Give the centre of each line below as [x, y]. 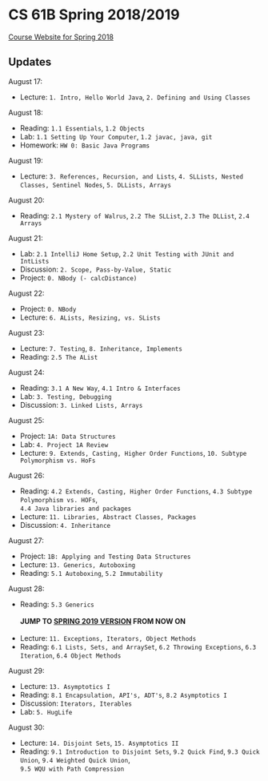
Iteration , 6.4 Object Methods [70, 655]
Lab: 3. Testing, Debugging [66, 396]
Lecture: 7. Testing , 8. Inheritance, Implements [101, 348]
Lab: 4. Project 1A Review [64, 444]
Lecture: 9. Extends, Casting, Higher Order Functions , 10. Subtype [133, 453]
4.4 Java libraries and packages [76, 509]
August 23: [26, 332]
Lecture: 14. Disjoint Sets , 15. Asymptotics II [99, 743]
